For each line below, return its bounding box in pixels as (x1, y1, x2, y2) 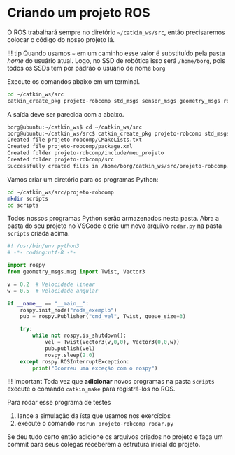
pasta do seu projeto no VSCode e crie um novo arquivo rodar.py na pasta (7, 222, 222, 230)
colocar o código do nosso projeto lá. (7, 35, 115, 43)
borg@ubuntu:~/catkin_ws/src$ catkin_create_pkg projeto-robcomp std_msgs (7, 130, 230, 137)
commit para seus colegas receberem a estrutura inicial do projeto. (7, 440, 201, 449)
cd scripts (7, 201, 39, 209)
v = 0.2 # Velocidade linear (7, 281, 96, 288)
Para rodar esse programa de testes (7, 398, 111, 407)
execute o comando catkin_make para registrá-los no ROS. (7, 384, 176, 393)
